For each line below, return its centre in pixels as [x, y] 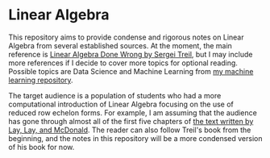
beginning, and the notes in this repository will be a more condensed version [135, 138]
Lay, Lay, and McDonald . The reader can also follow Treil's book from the [130, 130]
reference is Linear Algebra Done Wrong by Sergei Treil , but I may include [131, 54]
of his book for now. [42, 147]
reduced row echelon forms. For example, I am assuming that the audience [133, 112]
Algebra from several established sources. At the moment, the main [120, 45]
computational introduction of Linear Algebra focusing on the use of [121, 104]
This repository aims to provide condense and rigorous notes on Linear [126, 37]
